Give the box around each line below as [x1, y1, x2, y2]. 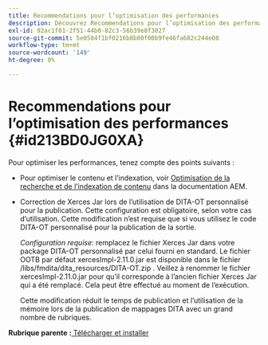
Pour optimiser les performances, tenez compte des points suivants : [8, 157, 235, 167]
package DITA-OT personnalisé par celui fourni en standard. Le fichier [19, 246, 251, 256]
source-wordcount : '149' [8, 49, 91, 57]
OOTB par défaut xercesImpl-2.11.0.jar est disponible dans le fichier [19, 254, 241, 264]
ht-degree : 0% [8, 57, 56, 65]
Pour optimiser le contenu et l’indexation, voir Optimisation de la [19, 173, 231, 182]
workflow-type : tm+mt [8, 41, 81, 49]
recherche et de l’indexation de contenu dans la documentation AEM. [19, 181, 247, 191]
